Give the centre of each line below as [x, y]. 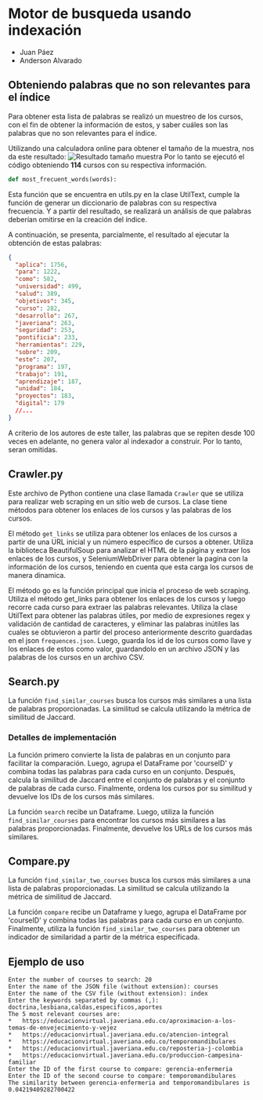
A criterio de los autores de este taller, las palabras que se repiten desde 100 [132, 433]
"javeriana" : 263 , [45, 323]
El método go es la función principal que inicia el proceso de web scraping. [129, 590]
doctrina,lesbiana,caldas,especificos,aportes [85, 1007]
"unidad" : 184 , [40, 389]
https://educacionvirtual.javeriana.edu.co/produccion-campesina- [133, 1056]
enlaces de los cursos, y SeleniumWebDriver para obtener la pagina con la [128, 558]
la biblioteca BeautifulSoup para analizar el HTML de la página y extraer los [129, 550]
